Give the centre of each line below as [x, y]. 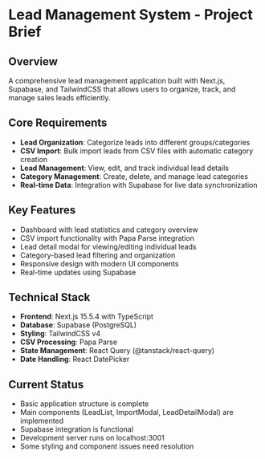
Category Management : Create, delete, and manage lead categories [134, 176]
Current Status [46, 384]
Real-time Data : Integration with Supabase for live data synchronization [139, 185]
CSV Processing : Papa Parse [69, 342]
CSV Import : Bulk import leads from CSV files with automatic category [137, 151]
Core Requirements [58, 123]
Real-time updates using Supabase [78, 272]
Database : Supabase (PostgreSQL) [78, 325]
